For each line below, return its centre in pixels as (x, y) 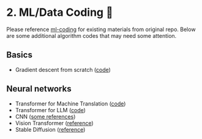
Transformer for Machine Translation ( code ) (70, 104)
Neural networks (39, 89)
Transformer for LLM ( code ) (50, 110)
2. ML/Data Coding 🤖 (60, 12)
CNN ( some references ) (45, 116)
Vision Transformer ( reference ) (54, 123)
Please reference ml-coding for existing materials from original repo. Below (101, 29)
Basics (19, 55)
